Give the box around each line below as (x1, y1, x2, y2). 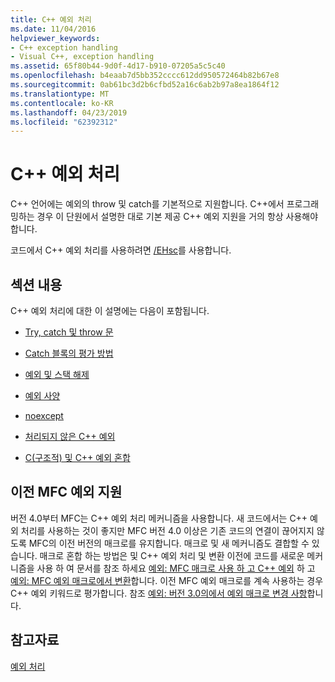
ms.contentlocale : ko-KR (10, 98, 114, 108)
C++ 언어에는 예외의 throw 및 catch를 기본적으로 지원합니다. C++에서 (10, 198, 285, 210)
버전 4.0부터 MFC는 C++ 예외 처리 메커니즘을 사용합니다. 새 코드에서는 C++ (10, 512, 308, 524)
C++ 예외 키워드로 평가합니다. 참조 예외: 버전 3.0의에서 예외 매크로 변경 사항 (10, 587, 308, 599)
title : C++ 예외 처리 (10, 14, 92, 25)
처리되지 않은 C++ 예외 (24, 431, 116, 442)
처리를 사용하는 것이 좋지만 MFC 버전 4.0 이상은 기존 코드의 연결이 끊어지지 (20, 524, 315, 536)
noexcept (24, 410, 64, 421)
